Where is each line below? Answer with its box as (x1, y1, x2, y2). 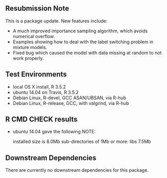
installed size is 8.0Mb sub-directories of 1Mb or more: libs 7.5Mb (12, 138, 151, 145)
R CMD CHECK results (5, 115, 78, 124)
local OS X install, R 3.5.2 (12, 83, 66, 90)
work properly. (12, 55, 44, 61)
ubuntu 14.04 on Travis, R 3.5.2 (12, 89, 79, 95)
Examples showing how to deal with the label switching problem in (12, 39, 154, 45)
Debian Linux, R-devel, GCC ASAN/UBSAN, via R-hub (12, 95, 126, 101)
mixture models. (12, 44, 47, 50)
